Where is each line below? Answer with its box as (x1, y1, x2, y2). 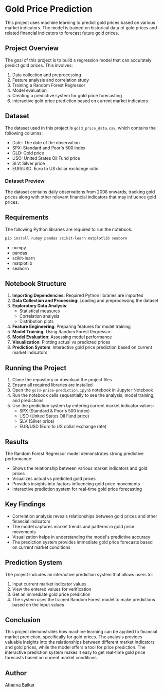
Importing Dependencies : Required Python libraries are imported (12, 292, 144, 299)
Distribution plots (19, 319, 54, 324)
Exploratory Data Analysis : (12, 303, 68, 309)
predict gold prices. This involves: (5, 62, 73, 68)
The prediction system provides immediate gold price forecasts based (12, 539, 153, 545)
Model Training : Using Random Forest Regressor (12, 329, 111, 335)
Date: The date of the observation (12, 139, 80, 145)
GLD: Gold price (12, 150, 45, 156)
